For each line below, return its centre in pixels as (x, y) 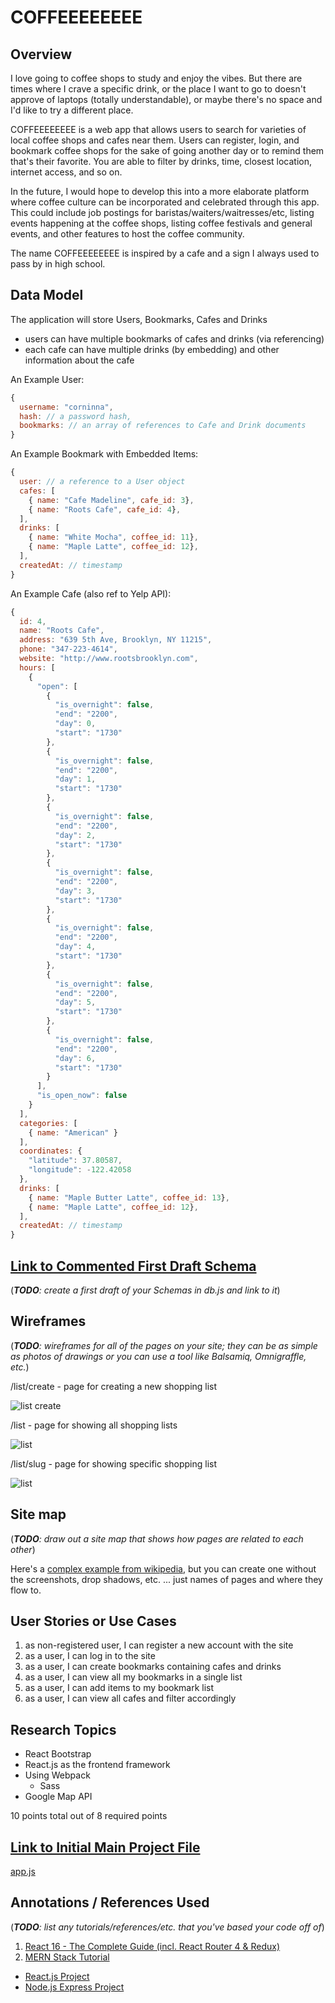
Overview (41, 54)
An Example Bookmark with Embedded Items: (104, 454)
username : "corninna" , (66, 407)
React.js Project (57, 1976)
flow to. (26, 1590)
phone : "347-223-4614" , (68, 649)
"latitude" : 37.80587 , (75, 1161)
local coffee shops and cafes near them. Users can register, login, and (155, 140)
